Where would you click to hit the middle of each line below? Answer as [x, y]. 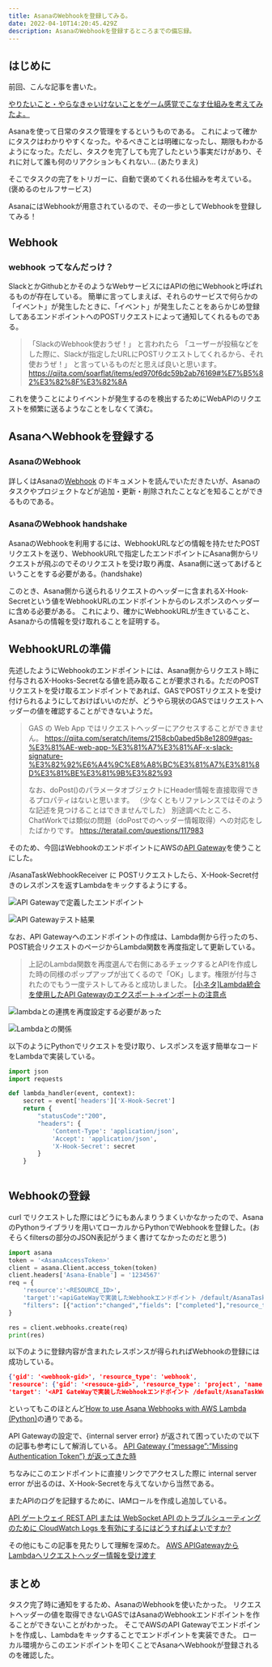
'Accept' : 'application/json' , [104, 1139]
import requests [36, 1079]
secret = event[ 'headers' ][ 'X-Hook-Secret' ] [99, 1101]
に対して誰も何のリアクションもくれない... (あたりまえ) [107, 162]
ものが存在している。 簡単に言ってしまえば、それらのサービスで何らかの [136, 296]
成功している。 [33, 1362]
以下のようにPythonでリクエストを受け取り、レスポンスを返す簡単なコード [134, 1046]
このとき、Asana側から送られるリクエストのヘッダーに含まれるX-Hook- [129, 590]
